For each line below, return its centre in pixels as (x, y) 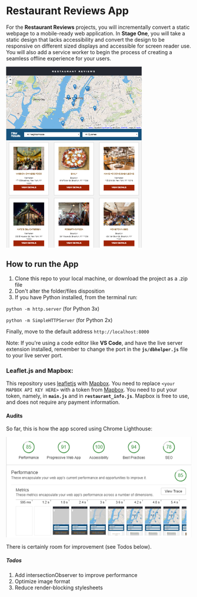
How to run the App (42, 264)
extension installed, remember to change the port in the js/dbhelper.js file (97, 349)
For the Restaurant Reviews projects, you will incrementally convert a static (98, 27)
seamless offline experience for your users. (59, 58)
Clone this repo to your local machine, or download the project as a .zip (101, 278)
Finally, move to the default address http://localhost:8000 (78, 331)
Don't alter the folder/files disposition (59, 291)
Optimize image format (42, 581)
